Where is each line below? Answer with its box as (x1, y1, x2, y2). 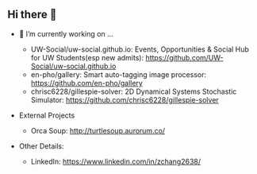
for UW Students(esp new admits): (30, 52, 144, 62)
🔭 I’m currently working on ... (18, 29, 113, 38)
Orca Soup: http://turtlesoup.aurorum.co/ (30, 126, 166, 135)
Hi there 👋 (7, 8, 57, 21)
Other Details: (18, 141, 64, 151)
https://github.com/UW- (145, 52, 224, 62)
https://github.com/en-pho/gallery (30, 78, 144, 87)
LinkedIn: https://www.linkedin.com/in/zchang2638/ (30, 157, 201, 166)
